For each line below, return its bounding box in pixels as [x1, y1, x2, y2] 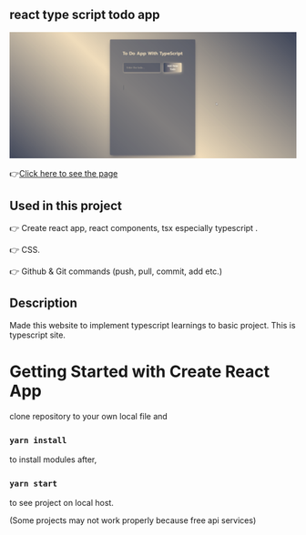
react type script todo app [9, 7, 160, 23]
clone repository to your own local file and [9, 410, 168, 421]
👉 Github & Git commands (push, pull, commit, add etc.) [9, 266, 223, 277]
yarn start [9, 479, 57, 490]
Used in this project [9, 197, 123, 213]
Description [9, 296, 77, 311]
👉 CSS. [9, 245, 41, 256]
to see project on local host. [9, 498, 114, 509]
